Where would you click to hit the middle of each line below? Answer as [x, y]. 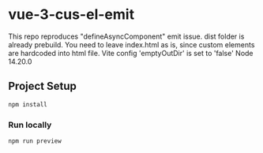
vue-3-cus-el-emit [71, 15]
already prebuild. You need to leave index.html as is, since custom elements [131, 44]
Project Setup [43, 86]
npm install [28, 104]
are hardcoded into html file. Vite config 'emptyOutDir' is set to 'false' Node [131, 53]
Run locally [30, 125]
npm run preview [35, 141]
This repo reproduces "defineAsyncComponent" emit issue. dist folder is [126, 36]
